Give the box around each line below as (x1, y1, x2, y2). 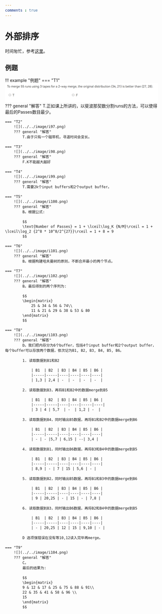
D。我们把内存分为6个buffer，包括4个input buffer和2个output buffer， (22, 343, 157, 348)
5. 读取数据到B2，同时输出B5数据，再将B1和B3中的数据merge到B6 (22, 476, 137, 481)
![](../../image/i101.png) (14, 249, 68, 253)
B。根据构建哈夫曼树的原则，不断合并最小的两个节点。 (22, 259, 115, 264)
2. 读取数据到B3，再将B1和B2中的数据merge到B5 (22, 387, 108, 392)
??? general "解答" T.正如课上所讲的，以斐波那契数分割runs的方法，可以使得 (5, 103, 158, 109)
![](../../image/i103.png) (14, 332, 68, 337)
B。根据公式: (22, 210, 45, 214)
